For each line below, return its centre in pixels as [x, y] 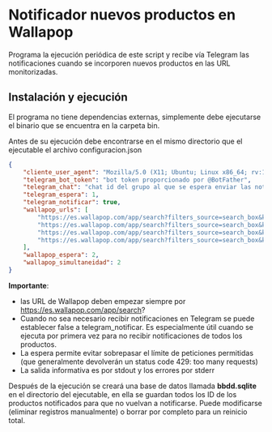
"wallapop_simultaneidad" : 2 [72, 263]
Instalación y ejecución [68, 98]
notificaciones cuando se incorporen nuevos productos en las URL [119, 63]
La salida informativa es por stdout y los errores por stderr [117, 370]
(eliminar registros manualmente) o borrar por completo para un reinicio [128, 412]
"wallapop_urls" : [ [56, 210]
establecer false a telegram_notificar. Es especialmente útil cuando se [136, 327]
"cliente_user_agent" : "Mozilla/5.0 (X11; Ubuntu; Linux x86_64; [136, 172]
